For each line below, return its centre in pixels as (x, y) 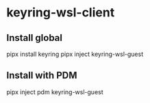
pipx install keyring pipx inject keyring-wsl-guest (75, 54)
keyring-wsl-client (61, 13)
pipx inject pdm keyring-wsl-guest (55, 92)
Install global (35, 38)
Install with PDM (42, 75)
